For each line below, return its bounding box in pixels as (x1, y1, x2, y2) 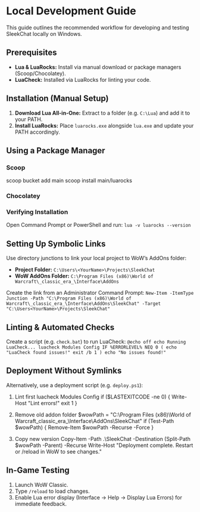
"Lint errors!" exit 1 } (27, 399, 77, 406)
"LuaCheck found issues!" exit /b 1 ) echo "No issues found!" (6, 350, 167, 356)
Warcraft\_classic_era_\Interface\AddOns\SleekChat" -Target (6, 301, 161, 307)
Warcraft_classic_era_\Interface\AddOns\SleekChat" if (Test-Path (14, 417, 174, 424)
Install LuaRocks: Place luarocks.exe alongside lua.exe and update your (14, 122, 194, 129)
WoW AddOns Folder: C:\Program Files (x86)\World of (14, 273, 154, 280)
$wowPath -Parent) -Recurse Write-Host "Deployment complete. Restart (14, 442, 193, 449)
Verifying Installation (6, 208, 68, 216)
